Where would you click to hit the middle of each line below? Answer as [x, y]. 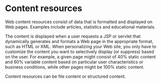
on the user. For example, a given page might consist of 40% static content [80, 56]
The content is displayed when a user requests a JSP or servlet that [73, 36]
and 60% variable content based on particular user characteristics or [74, 62]
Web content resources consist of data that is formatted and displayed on [79, 22]
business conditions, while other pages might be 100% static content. [75, 67]
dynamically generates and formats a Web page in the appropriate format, [79, 41]
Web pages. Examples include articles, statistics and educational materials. [80, 27]
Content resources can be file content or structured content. [65, 76]
